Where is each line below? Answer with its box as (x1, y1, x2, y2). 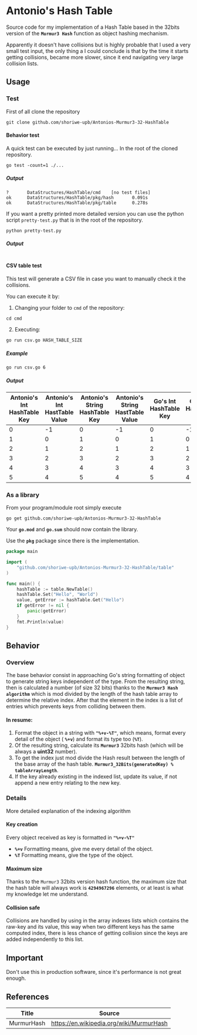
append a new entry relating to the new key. (14, 779, 121, 786)
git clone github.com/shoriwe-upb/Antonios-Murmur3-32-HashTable (6, 119, 169, 125)
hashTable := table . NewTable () (16, 586, 93, 592)
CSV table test (6, 262, 42, 269)
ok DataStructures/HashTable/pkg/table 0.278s (6, 200, 148, 206)
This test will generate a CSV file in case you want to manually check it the (6, 275, 186, 282)
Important (6, 953, 43, 963)
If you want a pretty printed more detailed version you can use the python (6, 210, 184, 217)
